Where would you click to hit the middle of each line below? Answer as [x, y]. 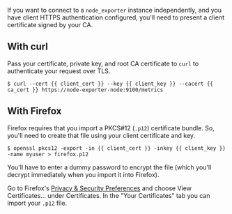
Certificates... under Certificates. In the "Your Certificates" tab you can [109, 195]
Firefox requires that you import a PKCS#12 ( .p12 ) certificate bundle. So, [111, 128]
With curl [28, 47]
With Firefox [34, 111]
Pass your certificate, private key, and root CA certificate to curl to [103, 63]
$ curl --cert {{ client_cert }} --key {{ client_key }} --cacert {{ [110, 84]
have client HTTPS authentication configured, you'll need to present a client [116, 17]
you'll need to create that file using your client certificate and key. [101, 135]
